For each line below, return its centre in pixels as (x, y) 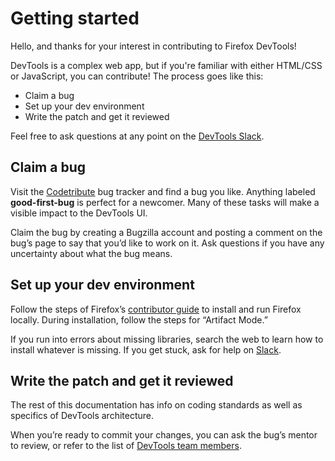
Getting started (75, 18)
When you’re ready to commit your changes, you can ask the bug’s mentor (164, 435)
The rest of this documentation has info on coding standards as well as (156, 405)
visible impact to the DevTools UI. (79, 213)
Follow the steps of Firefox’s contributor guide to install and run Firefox (156, 309)
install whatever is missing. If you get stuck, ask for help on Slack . (146, 349)
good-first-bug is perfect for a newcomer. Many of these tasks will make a (165, 202)
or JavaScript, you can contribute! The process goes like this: (137, 76)
